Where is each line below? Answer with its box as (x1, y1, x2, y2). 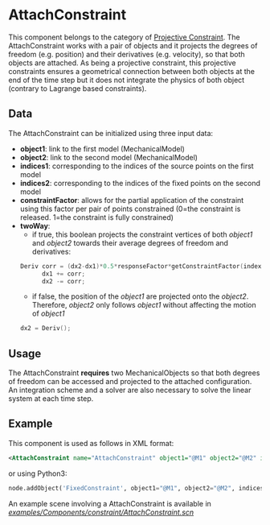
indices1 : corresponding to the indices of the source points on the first (19, 161, 255, 171)
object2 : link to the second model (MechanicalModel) (19, 152, 198, 162)
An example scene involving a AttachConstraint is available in (8, 498, 211, 508)
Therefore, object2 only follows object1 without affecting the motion (31, 300, 256, 310)
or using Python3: (8, 469, 67, 478)
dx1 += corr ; (41, 270, 86, 278)
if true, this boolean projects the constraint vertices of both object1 (31, 229, 253, 239)
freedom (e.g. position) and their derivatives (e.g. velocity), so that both (8, 49, 245, 59)
